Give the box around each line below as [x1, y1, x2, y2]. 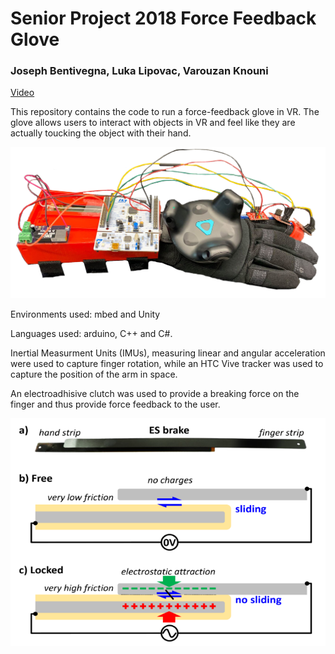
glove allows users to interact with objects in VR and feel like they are [10, 117, 296, 129]
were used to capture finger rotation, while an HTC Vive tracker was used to [10, 358, 324, 370]
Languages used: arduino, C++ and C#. [10, 328, 173, 340]
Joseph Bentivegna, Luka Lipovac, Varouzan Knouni [10, 64, 269, 78]
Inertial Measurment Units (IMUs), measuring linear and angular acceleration [10, 347, 326, 359]
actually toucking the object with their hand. [10, 127, 192, 139]
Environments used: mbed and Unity [10, 308, 161, 321]
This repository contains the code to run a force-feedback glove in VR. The [10, 106, 320, 118]
